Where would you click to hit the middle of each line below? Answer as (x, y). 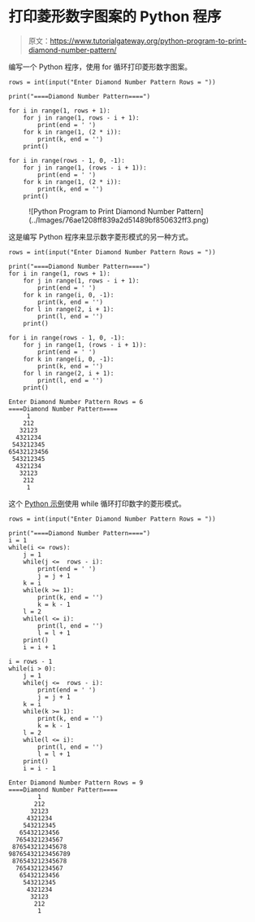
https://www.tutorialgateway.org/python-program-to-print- (149, 41)
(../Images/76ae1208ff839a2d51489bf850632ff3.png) (119, 220)
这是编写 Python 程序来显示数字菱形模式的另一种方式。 (101, 236)
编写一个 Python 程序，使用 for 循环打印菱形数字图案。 (100, 67)
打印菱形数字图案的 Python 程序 (115, 17)
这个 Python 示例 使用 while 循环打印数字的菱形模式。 (97, 503)
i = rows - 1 (30, 661)
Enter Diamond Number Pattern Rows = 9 (76, 783)
